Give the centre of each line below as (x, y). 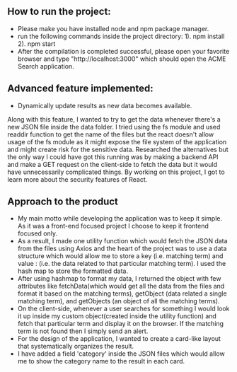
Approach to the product (63, 202)
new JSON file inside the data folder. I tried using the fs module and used (114, 127)
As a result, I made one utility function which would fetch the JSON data (122, 241)
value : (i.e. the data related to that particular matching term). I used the (122, 264)
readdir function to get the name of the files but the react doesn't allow (111, 134)
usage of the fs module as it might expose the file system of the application (117, 141)
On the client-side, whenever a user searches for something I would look (123, 309)
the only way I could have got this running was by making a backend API (113, 157)
